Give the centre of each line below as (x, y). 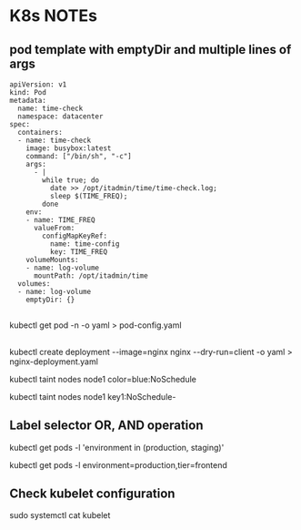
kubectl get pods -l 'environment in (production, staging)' (117, 447)
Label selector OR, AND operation (106, 426)
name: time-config (85, 244)
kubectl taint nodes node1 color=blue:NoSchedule (103, 379)
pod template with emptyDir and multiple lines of (150, 50)
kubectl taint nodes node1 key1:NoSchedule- (93, 396)
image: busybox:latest (69, 148)
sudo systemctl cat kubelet (60, 515)
